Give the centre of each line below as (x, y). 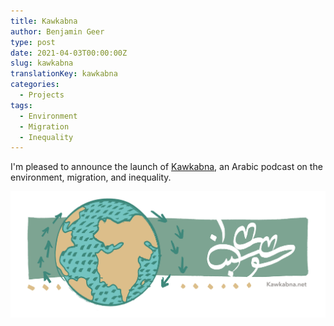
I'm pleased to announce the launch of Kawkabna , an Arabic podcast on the (166, 167)
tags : (21, 105)
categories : (35, 85)
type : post (33, 42)
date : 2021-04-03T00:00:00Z (69, 53)
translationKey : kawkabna (64, 74)
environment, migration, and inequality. (91, 177)
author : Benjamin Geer (57, 31)
